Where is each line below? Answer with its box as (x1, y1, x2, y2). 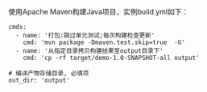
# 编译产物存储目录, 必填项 (8, 70, 89, 78)
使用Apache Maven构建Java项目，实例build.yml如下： (8, 7, 189, 16)
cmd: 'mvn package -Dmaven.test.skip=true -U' (23, 38, 185, 46)
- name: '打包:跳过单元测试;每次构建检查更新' (15, 31, 155, 39)
